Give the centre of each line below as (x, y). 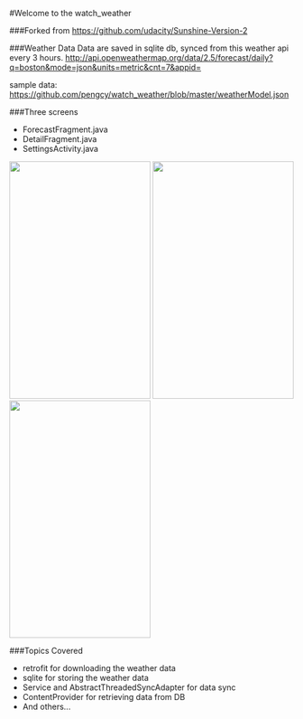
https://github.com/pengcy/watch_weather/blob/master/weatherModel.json (149, 95)
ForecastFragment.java (65, 129)
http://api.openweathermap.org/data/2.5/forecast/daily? (169, 57)
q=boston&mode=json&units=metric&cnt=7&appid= (105, 67)
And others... (46, 706)
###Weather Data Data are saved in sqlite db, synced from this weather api (149, 48)
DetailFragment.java (60, 139)
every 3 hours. (37, 57)
